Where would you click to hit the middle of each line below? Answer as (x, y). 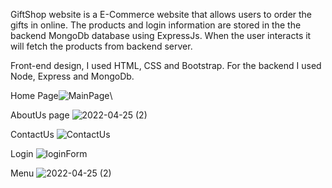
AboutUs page (40, 115)
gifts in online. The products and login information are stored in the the (156, 25)
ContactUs (32, 134)
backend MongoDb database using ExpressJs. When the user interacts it (161, 35)
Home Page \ (61, 95)
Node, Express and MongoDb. (72, 76)
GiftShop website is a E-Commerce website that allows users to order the (161, 14)
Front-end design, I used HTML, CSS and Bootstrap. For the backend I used (166, 65)
